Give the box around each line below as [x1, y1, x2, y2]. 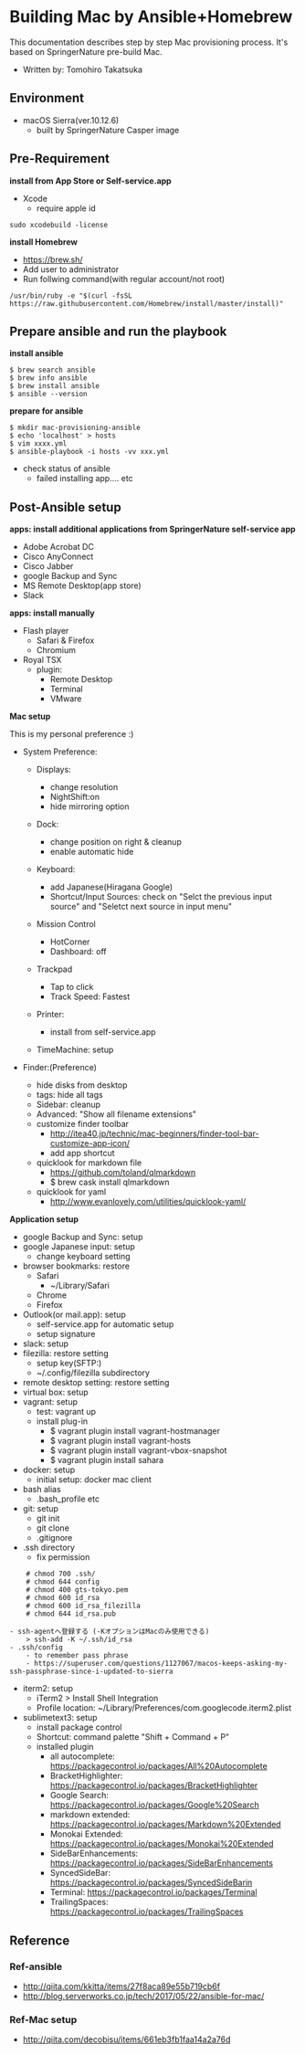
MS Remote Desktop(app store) [22, 580, 142, 591]
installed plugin [36, 1742, 94, 1753]
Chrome [36, 1290, 67, 1301]
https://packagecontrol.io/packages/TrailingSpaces [49, 1906, 244, 1917]
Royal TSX [22, 655, 62, 666]
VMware [49, 693, 82, 704]
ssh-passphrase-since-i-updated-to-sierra [9, 1667, 174, 1677]
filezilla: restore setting [22, 1348, 109, 1359]
